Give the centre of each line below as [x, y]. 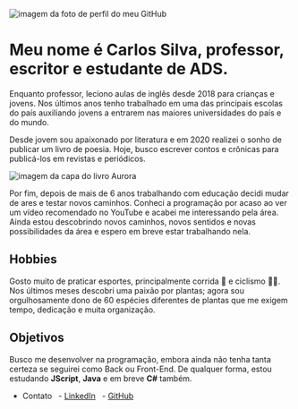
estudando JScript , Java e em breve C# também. [101, 378]
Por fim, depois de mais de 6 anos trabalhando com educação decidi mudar [149, 193]
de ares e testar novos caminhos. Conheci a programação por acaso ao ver [149, 202]
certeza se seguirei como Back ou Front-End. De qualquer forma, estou [141, 369]
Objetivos [37, 338]
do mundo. [29, 122]
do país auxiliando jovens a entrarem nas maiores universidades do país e [145, 113]
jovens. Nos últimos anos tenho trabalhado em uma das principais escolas [146, 103]
